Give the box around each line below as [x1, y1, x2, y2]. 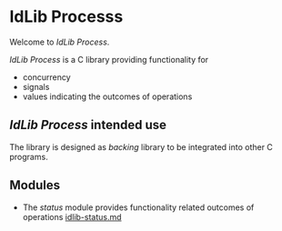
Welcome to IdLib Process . [9, 36, 110, 47]
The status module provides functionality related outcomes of [22, 202, 255, 213]
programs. [9, 151, 48, 162]
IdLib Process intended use [9, 117, 166, 133]
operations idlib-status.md [22, 211, 122, 222]
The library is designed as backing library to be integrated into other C [9, 141, 273, 152]
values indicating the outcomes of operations [22, 91, 193, 102]
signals [22, 81, 50, 92]
